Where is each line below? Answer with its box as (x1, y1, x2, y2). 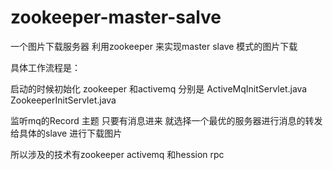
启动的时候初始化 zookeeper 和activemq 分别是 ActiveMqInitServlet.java (10, 82, 308, 95)
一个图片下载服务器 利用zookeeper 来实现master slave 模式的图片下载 (10, 40, 298, 52)
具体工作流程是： (10, 61, 81, 73)
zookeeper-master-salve (10, 6, 222, 29)
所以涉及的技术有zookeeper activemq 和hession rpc (10, 148, 225, 160)
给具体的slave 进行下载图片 (10, 127, 123, 139)
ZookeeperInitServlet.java (10, 94, 117, 106)
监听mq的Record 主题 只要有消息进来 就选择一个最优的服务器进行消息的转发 (10, 114, 323, 126)
